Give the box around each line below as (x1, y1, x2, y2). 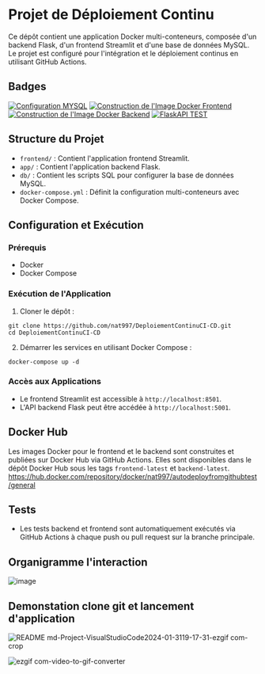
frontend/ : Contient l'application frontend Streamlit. (19, 153, 190, 163)
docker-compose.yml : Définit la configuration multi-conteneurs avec (19, 187, 240, 196)
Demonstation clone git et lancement (8, 600, 195, 613)
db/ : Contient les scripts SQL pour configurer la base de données (19, 170, 235, 180)
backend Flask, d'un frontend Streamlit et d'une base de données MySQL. (8, 40, 250, 49)
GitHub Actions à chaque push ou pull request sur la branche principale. (19, 532, 256, 542)
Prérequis (8, 242, 47, 253)
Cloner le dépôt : (19, 307, 75, 316)
